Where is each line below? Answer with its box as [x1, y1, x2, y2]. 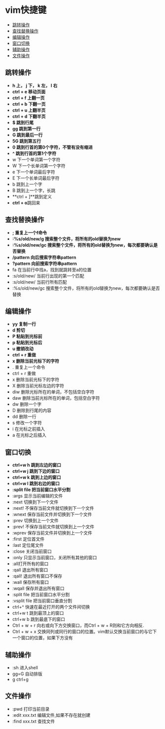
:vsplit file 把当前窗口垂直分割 [12, 598, 72, 604]
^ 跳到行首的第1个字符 [12, 150, 57, 156]
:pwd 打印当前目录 [12, 706, 50, 712]
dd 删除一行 [12, 414, 36, 420]
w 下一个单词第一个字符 [12, 156, 61, 162]
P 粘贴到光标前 [12, 334, 43, 340]
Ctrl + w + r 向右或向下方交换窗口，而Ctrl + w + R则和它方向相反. [12, 622, 144, 628]
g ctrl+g [12, 677, 29, 682]
